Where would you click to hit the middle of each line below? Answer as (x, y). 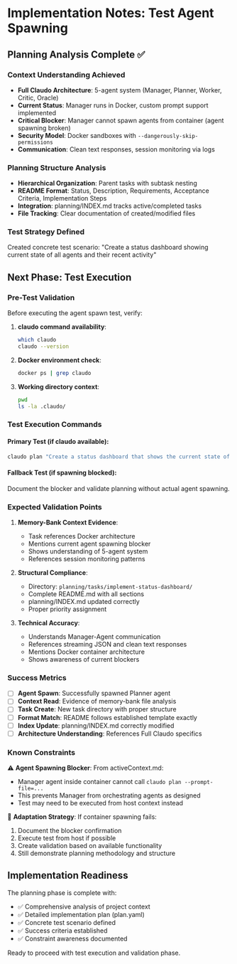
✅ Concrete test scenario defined (66, 922)
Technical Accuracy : (49, 623)
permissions (35, 142)
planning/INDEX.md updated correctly (84, 602)
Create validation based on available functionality (90, 846)
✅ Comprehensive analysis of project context (84, 906)
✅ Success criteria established (62, 931)
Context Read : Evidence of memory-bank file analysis (97, 701)
